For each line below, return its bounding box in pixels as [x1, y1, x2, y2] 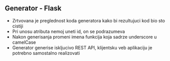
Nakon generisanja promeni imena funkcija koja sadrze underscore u [12, 34, 157, 40]
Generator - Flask [5, 4, 62, 13]
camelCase [12, 39, 36, 45]
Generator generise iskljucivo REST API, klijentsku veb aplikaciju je [12, 44, 153, 50]
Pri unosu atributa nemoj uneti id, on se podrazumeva [12, 28, 126, 35]
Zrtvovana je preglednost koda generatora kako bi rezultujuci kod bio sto [12, 17, 165, 23]
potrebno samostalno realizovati [12, 50, 80, 56]
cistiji [12, 23, 23, 29]
